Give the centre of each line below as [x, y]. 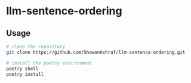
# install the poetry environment [49, 63]
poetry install [25, 74]
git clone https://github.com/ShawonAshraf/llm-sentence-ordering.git [96, 52]
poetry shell [22, 69]
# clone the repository [36, 47]
